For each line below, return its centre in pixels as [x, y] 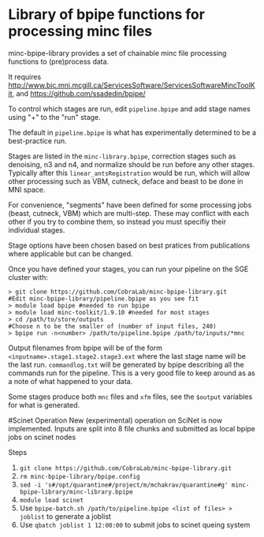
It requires [25, 76]
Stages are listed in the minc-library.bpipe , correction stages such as [122, 156]
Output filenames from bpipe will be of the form [86, 348]
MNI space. [27, 189]
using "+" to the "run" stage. [54, 117]
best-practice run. [37, 140]
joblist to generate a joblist [65, 516]
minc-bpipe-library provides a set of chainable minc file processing [117, 53]
